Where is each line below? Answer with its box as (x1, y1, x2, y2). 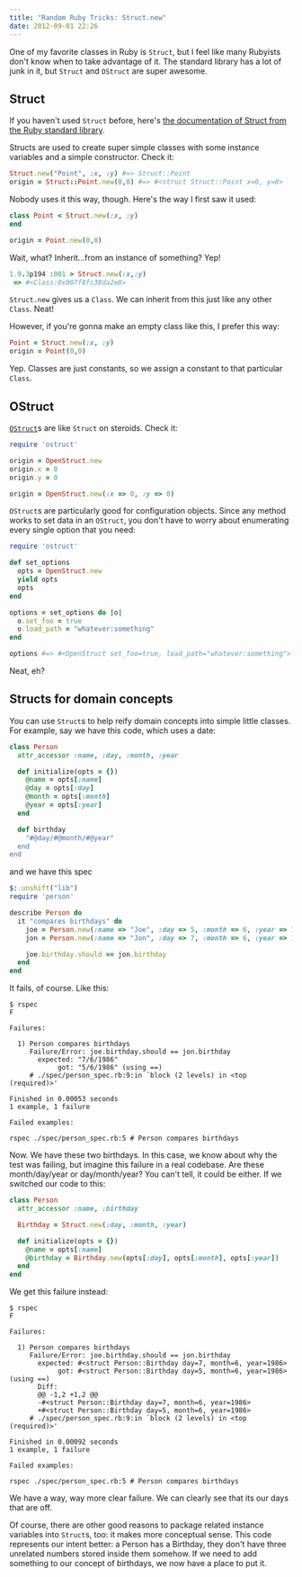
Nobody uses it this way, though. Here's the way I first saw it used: (9, 194, 257, 205)
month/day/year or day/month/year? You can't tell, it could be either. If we (9, 1169, 282, 1179)
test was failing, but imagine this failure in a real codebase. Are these (9, 1160, 265, 1170)
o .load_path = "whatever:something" (17, 624, 155, 634)
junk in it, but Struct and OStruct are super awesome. (9, 65, 209, 76)
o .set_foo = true (17, 616, 83, 625)
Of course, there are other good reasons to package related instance (9, 1519, 264, 1530)
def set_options (9, 559, 70, 568)
